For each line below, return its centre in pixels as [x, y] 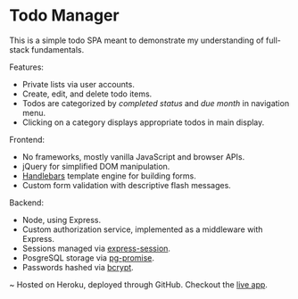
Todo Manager [64, 16]
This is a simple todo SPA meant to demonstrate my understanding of [137, 40]
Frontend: [27, 139]
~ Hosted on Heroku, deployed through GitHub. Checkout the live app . [138, 284]
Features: [27, 67]
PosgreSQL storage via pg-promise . [88, 257]
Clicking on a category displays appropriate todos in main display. [143, 122]
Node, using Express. [61, 220]
